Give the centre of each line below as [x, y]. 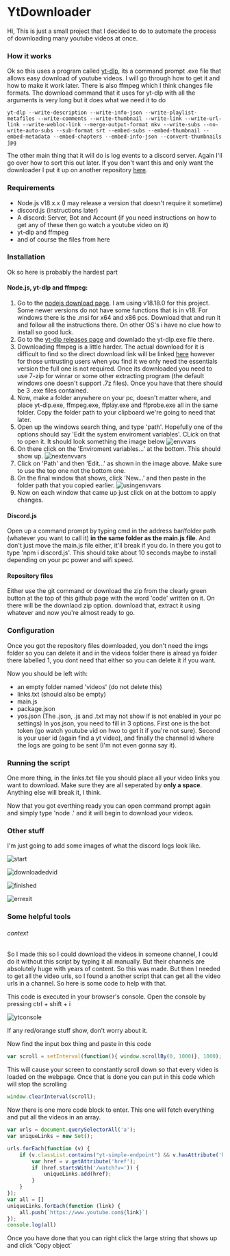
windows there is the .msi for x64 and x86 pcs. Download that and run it [119, 318]
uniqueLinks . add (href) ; [77, 1174]
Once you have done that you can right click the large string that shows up [112, 1238]
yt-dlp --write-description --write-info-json [75, 113]
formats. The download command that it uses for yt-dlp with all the [101, 93]
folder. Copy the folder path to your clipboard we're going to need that [116, 412]
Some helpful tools [39, 917]
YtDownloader [49, 12]
